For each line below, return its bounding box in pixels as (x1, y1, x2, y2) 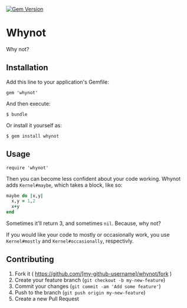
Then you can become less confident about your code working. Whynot (6, 175, 181, 182)
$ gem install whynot (6, 133, 60, 139)
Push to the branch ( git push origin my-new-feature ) (14, 289, 146, 296)
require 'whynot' (6, 165, 49, 171)
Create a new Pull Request (14, 295, 80, 302)
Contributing (6, 254, 54, 264)
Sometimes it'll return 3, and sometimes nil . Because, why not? (6, 220, 161, 227)
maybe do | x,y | (6, 193, 44, 198)
